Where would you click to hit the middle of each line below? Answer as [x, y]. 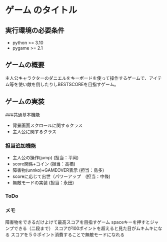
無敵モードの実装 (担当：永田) [43, 182]
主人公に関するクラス [34, 131]
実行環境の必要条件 [35, 30]
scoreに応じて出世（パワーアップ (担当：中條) [61, 176]
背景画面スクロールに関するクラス [47, 125]
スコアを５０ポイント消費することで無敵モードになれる [68, 235]
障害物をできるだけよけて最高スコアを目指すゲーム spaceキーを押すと [78, 222]
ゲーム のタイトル [41, 10]
